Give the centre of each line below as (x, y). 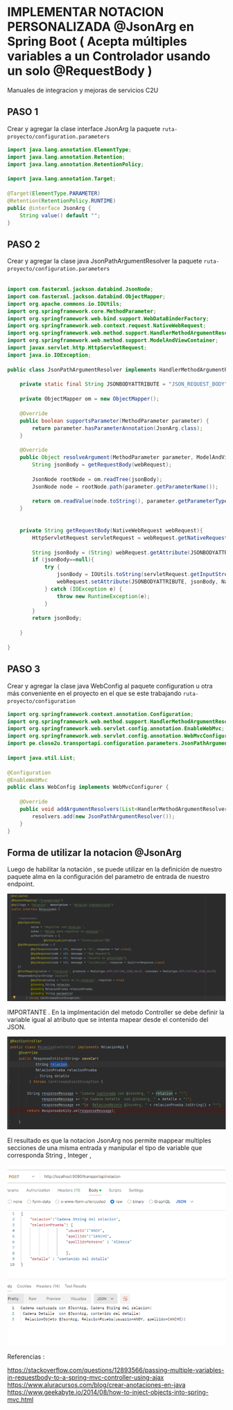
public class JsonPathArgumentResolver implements (82, 369)
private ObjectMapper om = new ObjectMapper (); (89, 399)
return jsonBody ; (57, 618)
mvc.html (20, 1400)
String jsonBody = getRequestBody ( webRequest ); (102, 465)
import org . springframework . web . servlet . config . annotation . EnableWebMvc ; (116, 729)
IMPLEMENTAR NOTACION (86, 12)
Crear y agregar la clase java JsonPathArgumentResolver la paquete (105, 261)
